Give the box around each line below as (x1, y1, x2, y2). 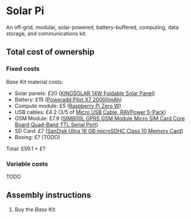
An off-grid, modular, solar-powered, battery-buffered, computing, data (6, 24, 179, 31)
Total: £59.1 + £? (6, 145, 46, 152)
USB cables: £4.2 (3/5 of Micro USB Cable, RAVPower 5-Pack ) (14, 108, 166, 116)
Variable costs (6, 159, 48, 168)
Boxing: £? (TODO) (14, 133, 61, 140)
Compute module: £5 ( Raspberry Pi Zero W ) (14, 102, 122, 109)
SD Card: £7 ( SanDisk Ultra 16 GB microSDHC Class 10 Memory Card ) (14, 127, 184, 134)
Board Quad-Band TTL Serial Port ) (14, 121, 99, 128)
